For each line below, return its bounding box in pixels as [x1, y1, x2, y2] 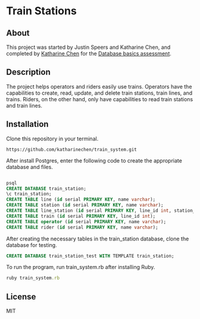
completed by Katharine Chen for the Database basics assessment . [6, 50, 171, 57]
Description [6, 67, 51, 77]
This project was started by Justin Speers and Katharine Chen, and [6, 43, 171, 51]
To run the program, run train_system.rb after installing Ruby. [6, 264, 155, 271]
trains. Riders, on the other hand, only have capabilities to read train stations [6, 95, 193, 102]
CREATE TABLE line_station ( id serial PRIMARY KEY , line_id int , [6, 208, 171, 214]
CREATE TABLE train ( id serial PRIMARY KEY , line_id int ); [6, 213, 156, 219]
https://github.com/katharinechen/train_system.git [6, 146, 137, 152]
